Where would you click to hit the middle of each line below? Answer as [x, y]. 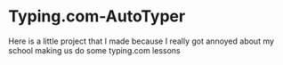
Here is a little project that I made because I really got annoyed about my [141, 41]
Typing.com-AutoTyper [97, 16]
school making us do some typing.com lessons [94, 50]
